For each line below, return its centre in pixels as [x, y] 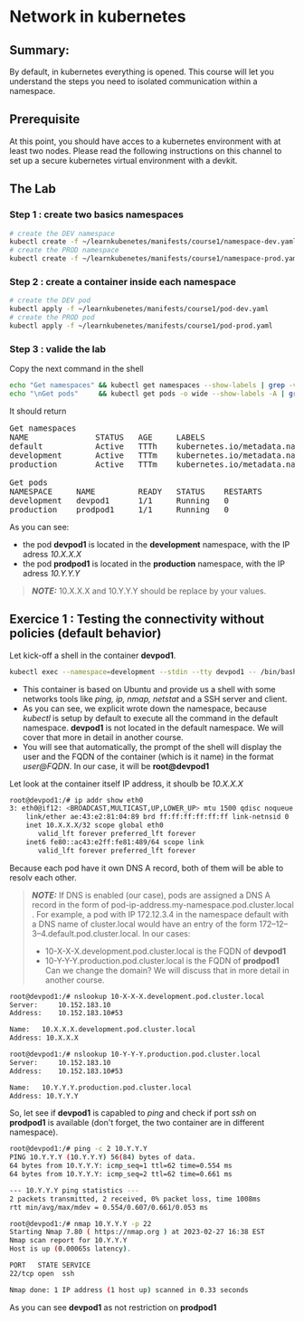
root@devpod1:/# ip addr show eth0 [76, 800]
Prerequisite [45, 119]
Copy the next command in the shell [76, 369]
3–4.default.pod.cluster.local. [85, 933]
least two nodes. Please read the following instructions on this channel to [146, 150]
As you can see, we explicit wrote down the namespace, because [144, 709]
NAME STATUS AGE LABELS [107, 437]
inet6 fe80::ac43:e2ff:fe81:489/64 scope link [115, 842]
